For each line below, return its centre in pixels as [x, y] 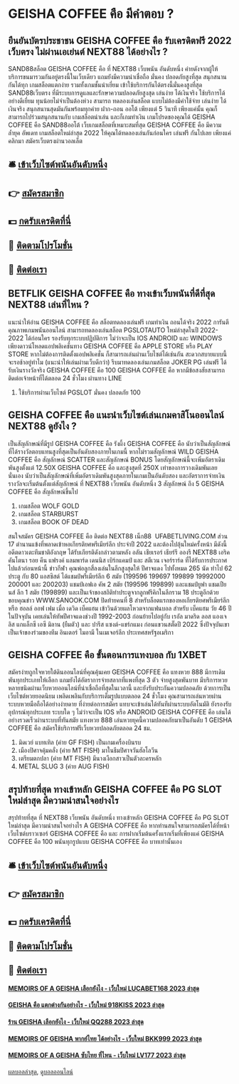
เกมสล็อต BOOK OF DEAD [54, 521]
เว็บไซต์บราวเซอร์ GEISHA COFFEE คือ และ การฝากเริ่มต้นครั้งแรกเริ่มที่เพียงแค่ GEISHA [116, 834]
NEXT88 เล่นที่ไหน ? [49, 305]
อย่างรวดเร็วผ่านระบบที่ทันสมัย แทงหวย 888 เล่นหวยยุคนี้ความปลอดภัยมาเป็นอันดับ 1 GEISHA [120, 720]
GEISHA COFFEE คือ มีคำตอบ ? [91, 14]
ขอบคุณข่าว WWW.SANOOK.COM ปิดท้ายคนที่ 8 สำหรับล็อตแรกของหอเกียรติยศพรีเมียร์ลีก [119, 600]
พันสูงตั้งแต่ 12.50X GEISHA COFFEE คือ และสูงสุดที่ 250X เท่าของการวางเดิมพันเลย [113, 467]
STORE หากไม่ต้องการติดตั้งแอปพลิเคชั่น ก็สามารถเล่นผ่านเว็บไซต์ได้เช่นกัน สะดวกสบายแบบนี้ [117, 354]
